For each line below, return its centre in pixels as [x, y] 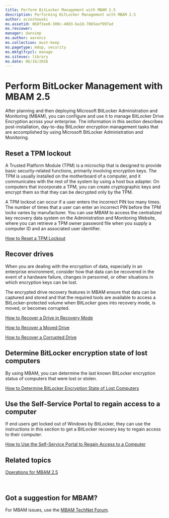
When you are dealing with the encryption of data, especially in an [74, 266]
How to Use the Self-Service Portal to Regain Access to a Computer [75, 444]
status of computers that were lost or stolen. [51, 378]
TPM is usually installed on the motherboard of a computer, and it [73, 176]
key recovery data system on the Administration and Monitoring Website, [81, 218]
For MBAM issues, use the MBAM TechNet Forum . [57, 510]
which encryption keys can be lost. [41, 282]
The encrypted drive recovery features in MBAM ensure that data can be [80, 292]
